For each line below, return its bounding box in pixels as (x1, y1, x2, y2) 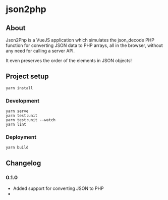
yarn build (6, 145, 29, 150)
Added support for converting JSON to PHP (13, 185, 104, 191)
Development (6, 97, 40, 104)
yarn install (6, 85, 33, 90)
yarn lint (6, 122, 27, 127)
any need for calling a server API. (6, 48, 75, 54)
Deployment (6, 134, 37, 141)
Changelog (6, 159, 41, 167)
